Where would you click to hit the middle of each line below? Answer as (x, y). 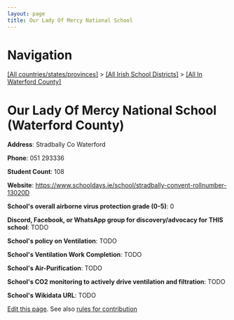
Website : (21, 185)
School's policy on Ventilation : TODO (62, 241)
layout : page (26, 14)
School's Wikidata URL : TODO (52, 295)
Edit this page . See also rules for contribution (73, 309)
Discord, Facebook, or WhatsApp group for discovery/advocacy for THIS (115, 220)
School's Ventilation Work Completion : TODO (75, 255)
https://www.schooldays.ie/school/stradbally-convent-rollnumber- (131, 185)
